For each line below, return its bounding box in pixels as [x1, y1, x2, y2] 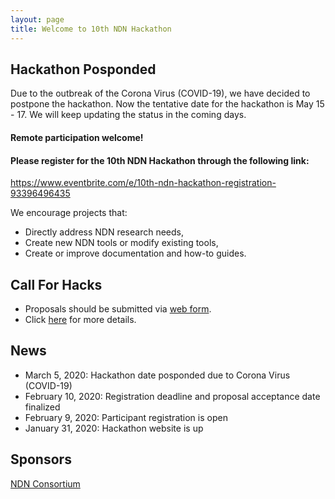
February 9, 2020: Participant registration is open [24, 411, 228, 423]
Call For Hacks [10, 276, 103, 293]
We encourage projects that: [10, 207, 128, 219]
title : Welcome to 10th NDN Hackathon [10, 24, 172, 34]
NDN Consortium [10, 477, 81, 490]
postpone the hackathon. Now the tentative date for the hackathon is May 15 [10, 98, 325, 110]
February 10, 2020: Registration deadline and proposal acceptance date [24, 390, 321, 402]
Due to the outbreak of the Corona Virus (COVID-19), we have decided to [10, 87, 311, 100]
